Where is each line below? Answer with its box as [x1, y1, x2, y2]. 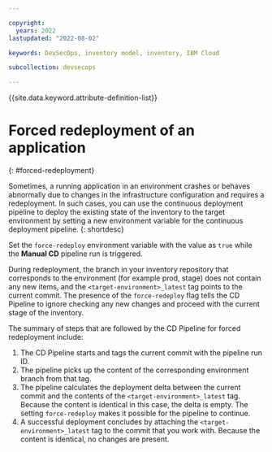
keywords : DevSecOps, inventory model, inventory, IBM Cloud [8, 49, 220, 57]
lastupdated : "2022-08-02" [8, 34, 100, 42]
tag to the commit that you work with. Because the [91, 426, 261, 436]
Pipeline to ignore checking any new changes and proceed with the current [8, 299, 260, 309]
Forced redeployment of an [8, 121, 195, 140]
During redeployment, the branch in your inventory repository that [8, 265, 229, 275]
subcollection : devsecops [8, 63, 96, 72]
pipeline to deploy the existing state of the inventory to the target [8, 207, 226, 217]
